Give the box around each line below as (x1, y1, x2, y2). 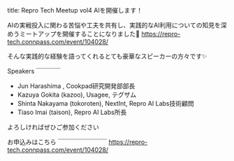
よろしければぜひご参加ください (7, 123, 99, 131)
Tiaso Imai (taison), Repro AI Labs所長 (17, 108, 127, 116)
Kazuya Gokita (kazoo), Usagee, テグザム (17, 90, 137, 99)
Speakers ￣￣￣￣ (7, 67, 61, 75)
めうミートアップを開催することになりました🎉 (7, 30, 140, 38)
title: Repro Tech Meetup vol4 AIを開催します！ (7, 6, 143, 14)
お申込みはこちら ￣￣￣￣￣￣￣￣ (7, 138, 107, 146)
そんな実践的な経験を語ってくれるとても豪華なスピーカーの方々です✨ (7, 52, 207, 60)
